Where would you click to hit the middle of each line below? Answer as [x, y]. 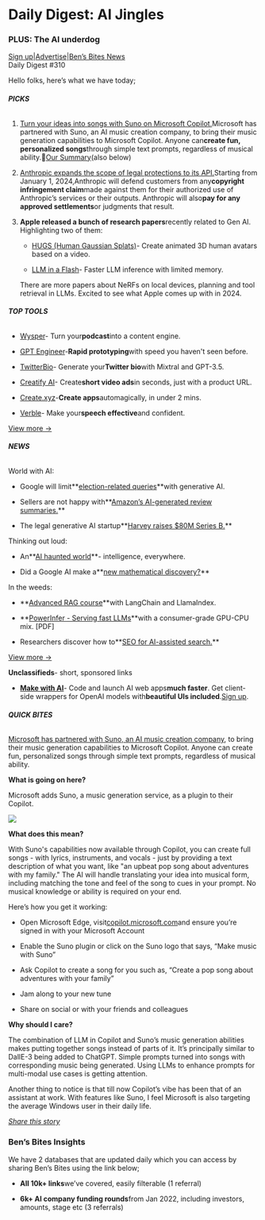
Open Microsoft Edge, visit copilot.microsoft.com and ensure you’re [128, 922]
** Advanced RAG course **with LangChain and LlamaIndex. [118, 603]
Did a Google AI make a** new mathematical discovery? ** [115, 572]
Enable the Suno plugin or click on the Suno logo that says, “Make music [138, 946]
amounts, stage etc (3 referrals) [72, 1207]
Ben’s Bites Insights [47, 1142]
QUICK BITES [31, 714]
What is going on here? [47, 780]
